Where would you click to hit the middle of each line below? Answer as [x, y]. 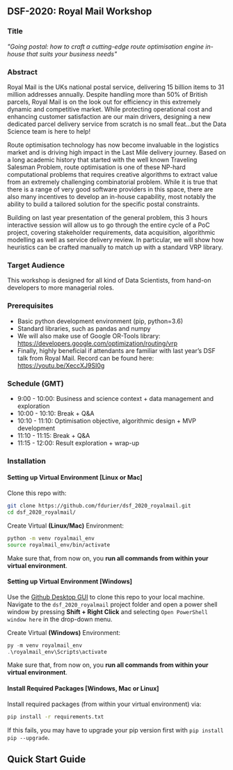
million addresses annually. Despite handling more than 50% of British [107, 94]
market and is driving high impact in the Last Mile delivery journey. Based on [116, 152]
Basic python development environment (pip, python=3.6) [100, 321]
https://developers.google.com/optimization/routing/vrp [97, 343]
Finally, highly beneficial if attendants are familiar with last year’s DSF [116, 350]
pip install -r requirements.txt [56, 716]
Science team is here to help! [49, 131]
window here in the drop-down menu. [60, 619]
